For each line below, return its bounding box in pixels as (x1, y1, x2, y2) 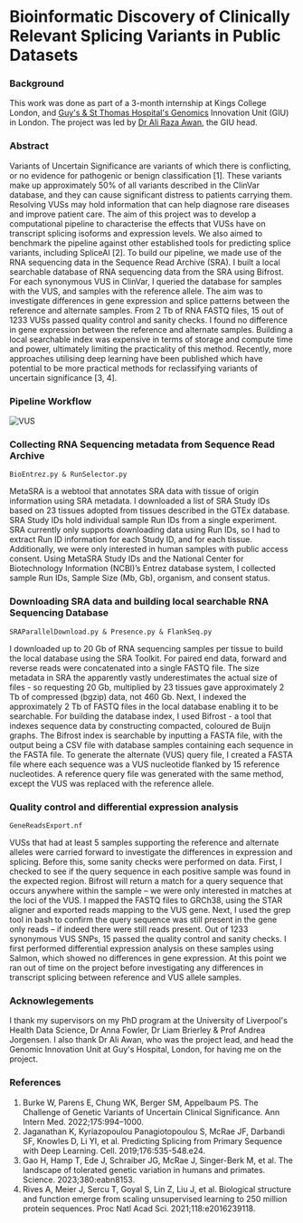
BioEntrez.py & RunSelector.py (9, 470, 128, 480)
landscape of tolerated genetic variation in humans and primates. (22, 1164, 266, 1175)
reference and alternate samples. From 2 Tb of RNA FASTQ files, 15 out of (9, 305, 284, 315)
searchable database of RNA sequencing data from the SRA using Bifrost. (9, 266, 284, 277)
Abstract (9, 140, 50, 152)
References (9, 1076, 62, 1089)
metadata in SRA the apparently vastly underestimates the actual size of (9, 672, 278, 683)
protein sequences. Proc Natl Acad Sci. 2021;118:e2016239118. (22, 1203, 256, 1214)
